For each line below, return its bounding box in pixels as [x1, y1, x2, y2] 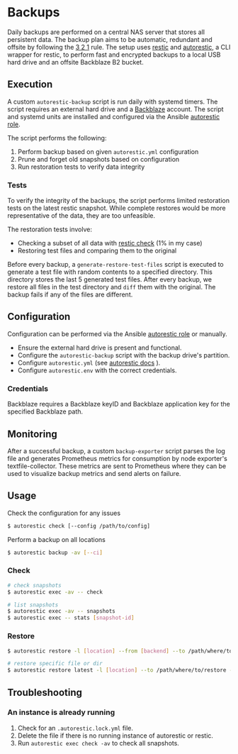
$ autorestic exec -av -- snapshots [7, 608, 115, 615]
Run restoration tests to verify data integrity [17, 162, 145, 171]
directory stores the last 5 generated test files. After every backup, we [7, 275, 212, 284]
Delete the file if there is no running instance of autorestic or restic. [17, 731, 214, 740]
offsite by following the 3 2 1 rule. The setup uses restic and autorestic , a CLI [7, 43, 231, 51]
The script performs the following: [7, 133, 107, 142]
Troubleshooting [7, 686, 83, 699]
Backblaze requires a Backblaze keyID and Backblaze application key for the [7, 400, 230, 409]
